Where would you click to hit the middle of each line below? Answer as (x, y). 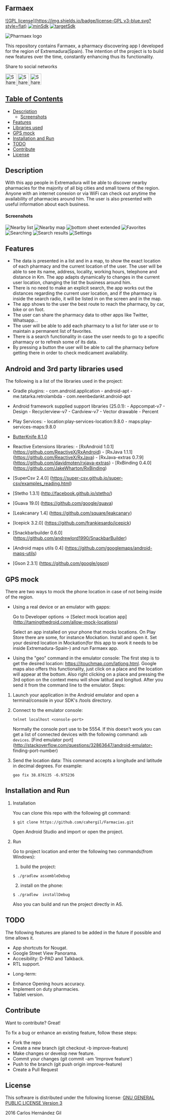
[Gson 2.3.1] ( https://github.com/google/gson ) (61, 563)
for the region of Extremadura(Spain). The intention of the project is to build (84, 51)
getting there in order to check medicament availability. (70, 353)
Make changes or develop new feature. (54, 1053)
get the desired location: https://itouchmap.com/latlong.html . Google (84, 664)
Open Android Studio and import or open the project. (68, 831)
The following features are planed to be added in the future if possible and (83, 932)
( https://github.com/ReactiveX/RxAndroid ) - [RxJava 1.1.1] (73, 452)
